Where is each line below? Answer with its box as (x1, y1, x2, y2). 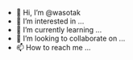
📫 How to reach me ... (15, 43, 91, 52)
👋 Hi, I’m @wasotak (15, 8, 81, 17)
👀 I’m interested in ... (15, 16, 85, 26)
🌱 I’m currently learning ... (15, 25, 102, 34)
